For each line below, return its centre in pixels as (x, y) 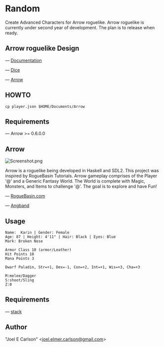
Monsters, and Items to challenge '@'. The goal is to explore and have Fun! (81, 187)
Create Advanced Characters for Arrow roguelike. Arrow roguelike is (75, 22)
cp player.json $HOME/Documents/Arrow (45, 106)
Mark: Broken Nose (24, 241)
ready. (12, 33)
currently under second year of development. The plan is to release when (80, 27)
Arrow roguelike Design (42, 48)
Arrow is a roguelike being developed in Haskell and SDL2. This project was (82, 171)
